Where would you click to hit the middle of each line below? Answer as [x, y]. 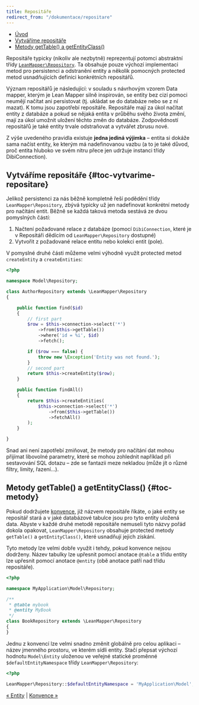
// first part [45, 319]
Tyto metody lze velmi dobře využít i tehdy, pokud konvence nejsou [89, 548]
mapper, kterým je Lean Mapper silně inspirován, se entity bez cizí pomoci [97, 95]
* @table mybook [29, 605]
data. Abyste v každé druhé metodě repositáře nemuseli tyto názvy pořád [96, 524]
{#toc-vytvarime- [122, 175]
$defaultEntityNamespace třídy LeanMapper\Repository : [72, 662]
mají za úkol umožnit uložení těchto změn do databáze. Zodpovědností [92, 120]
